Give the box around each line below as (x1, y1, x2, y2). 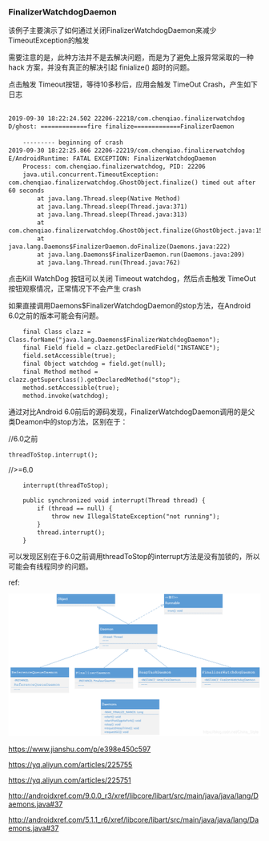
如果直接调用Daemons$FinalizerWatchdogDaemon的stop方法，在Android (8, 301, 251, 311)
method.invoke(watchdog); (22, 392, 110, 400)
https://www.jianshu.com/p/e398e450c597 (8, 744, 151, 754)
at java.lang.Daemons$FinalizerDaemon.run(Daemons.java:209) (37, 251, 246, 259)
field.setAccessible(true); (22, 352, 116, 360)
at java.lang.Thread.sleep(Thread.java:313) (37, 211, 188, 219)
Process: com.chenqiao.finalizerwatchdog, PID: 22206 (22, 163, 206, 171)
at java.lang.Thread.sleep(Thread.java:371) (37, 203, 188, 211)
